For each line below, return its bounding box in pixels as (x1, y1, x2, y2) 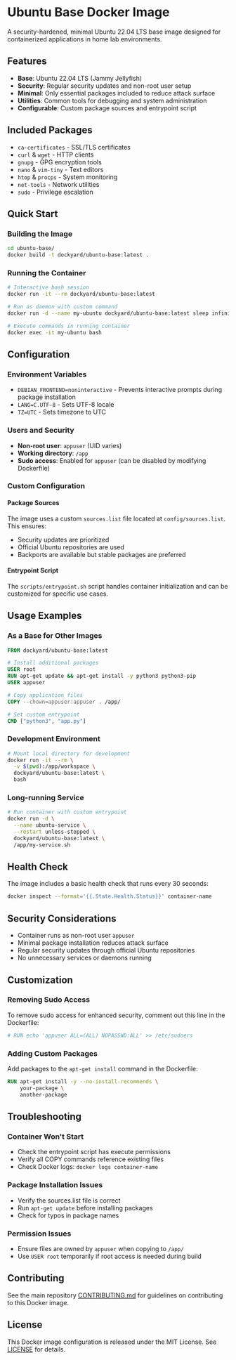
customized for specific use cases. (7, 589, 109, 598)
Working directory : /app (17, 449, 89, 457)
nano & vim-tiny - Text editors (17, 165, 104, 174)
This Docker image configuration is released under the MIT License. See (7, 1338, 217, 1346)
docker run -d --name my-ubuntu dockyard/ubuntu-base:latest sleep (7, 310, 209, 317)
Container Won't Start (7, 1132, 84, 1142)
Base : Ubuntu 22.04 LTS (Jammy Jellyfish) (17, 74, 143, 82)
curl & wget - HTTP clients (17, 150, 94, 159)
